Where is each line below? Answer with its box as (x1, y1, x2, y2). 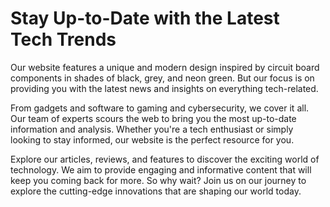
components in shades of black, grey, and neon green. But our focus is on (10, 72, 315, 84)
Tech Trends (10, 28, 117, 51)
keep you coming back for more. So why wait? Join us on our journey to (10, 174, 307, 186)
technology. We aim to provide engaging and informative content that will (10, 163, 312, 176)
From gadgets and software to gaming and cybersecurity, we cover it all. (10, 102, 310, 114)
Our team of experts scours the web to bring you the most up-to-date (10, 112, 297, 124)
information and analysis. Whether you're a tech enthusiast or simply (10, 123, 294, 135)
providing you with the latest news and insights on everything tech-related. (10, 82, 319, 94)
